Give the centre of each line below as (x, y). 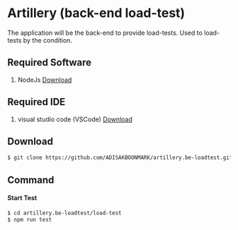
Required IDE (36, 102)
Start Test (22, 198)
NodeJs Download (45, 80)
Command (31, 180)
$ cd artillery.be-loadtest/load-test (64, 213)
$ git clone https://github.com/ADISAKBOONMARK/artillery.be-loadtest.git (120, 158)
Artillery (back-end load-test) (96, 13)
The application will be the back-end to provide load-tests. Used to (105, 33)
